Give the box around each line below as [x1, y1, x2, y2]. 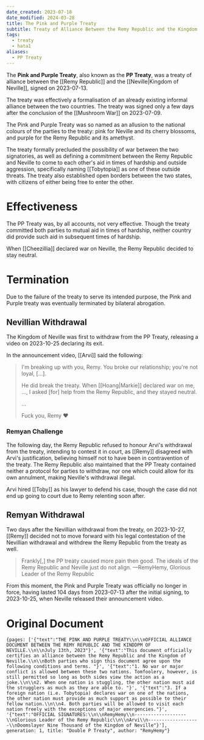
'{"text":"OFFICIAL [6, 712, 56, 718]
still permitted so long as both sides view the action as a [6, 674, 165, 681]
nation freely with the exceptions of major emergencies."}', [6, 706, 167, 712]
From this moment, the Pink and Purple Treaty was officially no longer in [6, 582, 188, 590]
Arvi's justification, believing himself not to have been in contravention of [6, 454, 190, 462]
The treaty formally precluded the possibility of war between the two [6, 146, 179, 153]
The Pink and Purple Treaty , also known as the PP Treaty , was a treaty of [6, 71, 192, 78]
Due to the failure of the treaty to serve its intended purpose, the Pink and [6, 293, 192, 300]
